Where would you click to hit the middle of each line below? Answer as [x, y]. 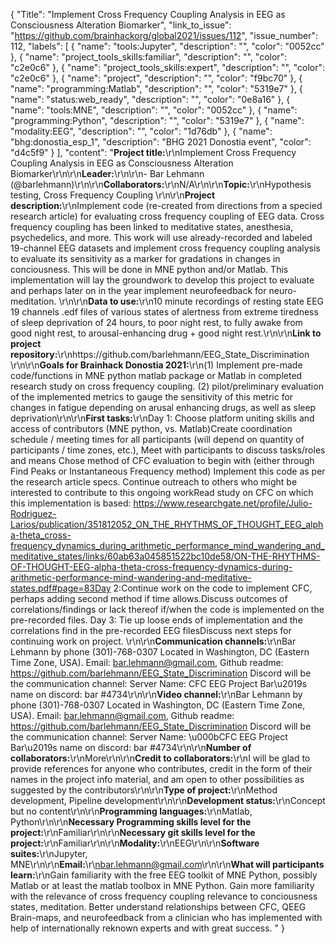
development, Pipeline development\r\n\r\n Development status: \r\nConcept [168, 800]
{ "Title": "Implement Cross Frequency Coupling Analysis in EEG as [148, 14]
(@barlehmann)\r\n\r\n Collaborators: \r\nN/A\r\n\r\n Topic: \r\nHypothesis [161, 184]
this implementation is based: [71, 503]
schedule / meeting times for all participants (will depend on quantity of [157, 439]
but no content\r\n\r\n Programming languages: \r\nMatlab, [131, 811]
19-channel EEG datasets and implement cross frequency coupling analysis [165, 248]
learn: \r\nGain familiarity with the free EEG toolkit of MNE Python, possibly [164, 875]
